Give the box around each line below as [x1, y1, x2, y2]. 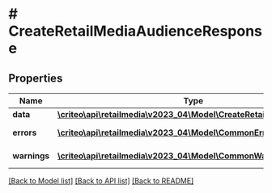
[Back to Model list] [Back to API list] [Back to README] [8, 176, 194, 186]
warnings [12, 150, 50, 162]
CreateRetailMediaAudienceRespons [8, 22, 263, 40]
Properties [8, 71, 63, 85]
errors [12, 127, 37, 138]
